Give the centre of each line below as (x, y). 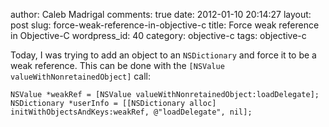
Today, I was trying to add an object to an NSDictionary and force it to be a (163, 55)
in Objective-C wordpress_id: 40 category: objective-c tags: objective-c (158, 35)
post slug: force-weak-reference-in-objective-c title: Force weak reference (165, 25)
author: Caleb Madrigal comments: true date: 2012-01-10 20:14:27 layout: (161, 14)
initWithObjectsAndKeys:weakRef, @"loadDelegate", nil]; (131, 112)
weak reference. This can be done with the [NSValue (117, 65)
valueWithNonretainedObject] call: (81, 76)
